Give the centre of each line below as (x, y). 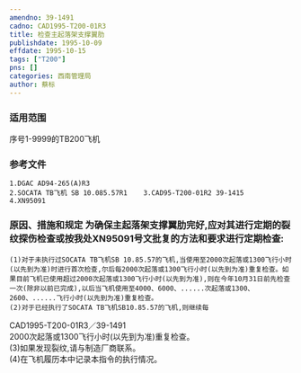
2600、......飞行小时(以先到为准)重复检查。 (84, 298)
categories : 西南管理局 (50, 76)
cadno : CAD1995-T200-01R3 (58, 26)
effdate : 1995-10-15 (48, 51)
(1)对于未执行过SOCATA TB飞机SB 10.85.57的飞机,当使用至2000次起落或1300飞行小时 (150, 260)
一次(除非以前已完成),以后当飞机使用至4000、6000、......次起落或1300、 (132, 289)
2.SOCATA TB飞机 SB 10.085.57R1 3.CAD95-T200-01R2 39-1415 (127, 193)
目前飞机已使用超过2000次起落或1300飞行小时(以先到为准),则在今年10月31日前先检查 (153, 279)
